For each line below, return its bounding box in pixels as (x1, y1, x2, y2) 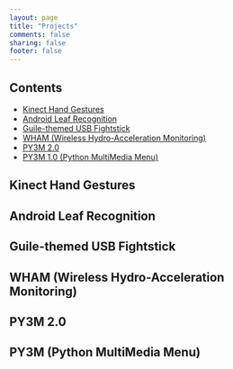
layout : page (9, 13, 58, 22)
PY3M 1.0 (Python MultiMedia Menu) (22, 151, 159, 162)
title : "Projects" (9, 22, 78, 31)
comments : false (9, 30, 70, 39)
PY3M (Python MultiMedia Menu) (9, 345, 201, 360)
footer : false (9, 47, 63, 56)
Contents (9, 80, 63, 95)
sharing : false (9, 38, 67, 48)
